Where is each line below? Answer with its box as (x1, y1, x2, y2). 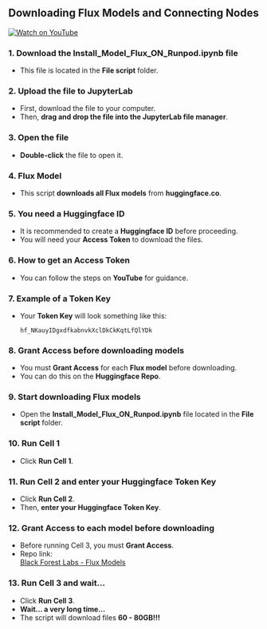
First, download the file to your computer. (19, 104, 156, 113)
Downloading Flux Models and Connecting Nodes (8, 6, 259, 20)
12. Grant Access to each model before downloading (8, 523, 215, 533)
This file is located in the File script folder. (19, 65, 159, 75)
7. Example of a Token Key (8, 293, 112, 304)
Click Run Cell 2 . (19, 494, 75, 504)
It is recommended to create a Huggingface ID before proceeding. (19, 227, 238, 236)
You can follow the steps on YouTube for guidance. (19, 273, 189, 283)
